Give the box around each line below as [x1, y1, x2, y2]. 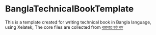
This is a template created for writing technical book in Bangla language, [5, 19, 152, 25]
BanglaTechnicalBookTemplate [5, 3, 134, 14]
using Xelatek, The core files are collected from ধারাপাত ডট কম [5, 24, 124, 30]
